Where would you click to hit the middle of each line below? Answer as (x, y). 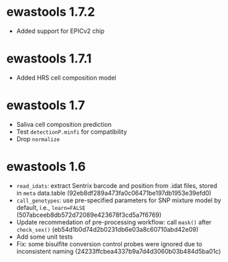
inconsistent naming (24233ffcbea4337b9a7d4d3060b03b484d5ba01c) (118, 251)
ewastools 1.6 (46, 167)
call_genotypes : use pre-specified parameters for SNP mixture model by (119, 200)
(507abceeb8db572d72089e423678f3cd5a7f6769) (89, 215)
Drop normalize (38, 139)
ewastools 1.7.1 (49, 59)
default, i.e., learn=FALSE (51, 207)
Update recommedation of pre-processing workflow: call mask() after (114, 222)
